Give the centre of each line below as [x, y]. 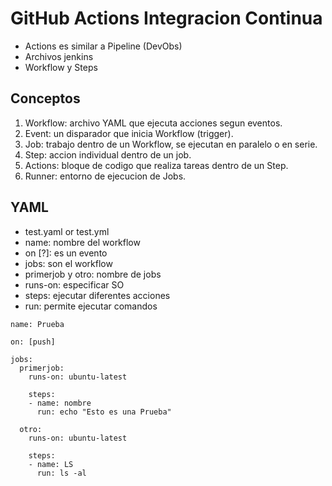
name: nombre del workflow [82, 242]
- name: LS [51, 464]
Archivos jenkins [59, 56]
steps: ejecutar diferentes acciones [97, 295]
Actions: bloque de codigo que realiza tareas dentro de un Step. [156, 165]
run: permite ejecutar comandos [91, 306]
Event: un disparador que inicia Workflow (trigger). [129, 133]
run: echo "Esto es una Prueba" [104, 412]
